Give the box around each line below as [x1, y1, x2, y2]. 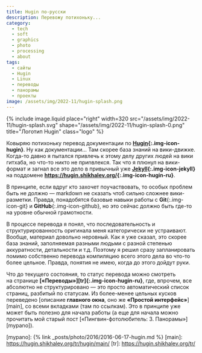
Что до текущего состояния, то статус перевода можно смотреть [6, 270, 176, 278]
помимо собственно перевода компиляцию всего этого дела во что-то [6, 252, 191, 260]
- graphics [11, 37, 39, 43]
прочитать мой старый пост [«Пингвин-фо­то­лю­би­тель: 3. [6, 315, 154, 322]
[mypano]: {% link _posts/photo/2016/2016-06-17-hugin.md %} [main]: [6, 333, 183, 340]
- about [11, 54, 31, 60]
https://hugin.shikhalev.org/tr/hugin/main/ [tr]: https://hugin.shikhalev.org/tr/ [6, 340, 196, 347]
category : [6, 20, 31, 26]
